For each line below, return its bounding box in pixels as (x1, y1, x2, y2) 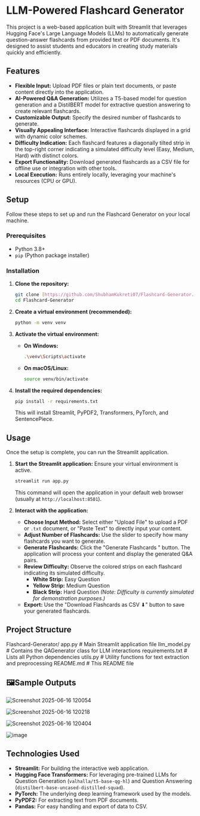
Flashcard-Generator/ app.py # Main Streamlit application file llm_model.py (6, 640, 191, 647)
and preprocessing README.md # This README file (6, 659, 134, 667)
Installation (6, 267, 40, 275)
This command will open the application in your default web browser (14, 489, 184, 496)
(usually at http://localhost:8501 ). (14, 496, 102, 503)
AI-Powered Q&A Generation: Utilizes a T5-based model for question (14, 94, 187, 102)
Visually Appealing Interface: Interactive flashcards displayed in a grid (14, 126, 191, 133)
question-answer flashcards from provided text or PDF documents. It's (6, 36, 180, 43)
